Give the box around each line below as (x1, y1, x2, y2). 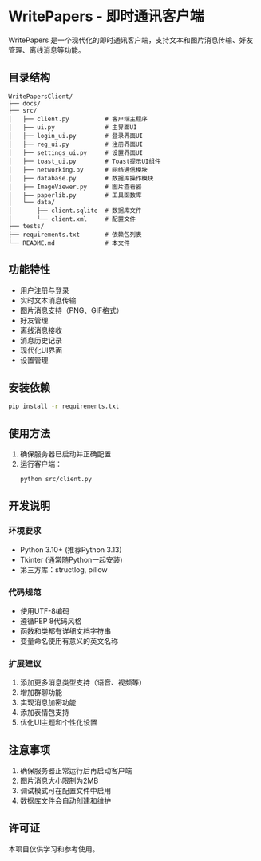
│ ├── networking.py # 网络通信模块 (8, 165, 148, 174)
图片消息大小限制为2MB (19, 776, 99, 786)
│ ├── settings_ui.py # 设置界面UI (8, 148, 144, 156)
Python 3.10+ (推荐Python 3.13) (19, 544, 122, 555)
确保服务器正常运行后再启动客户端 (19, 766, 132, 776)
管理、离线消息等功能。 (8, 45, 85, 54)
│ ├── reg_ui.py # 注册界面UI (8, 140, 144, 148)
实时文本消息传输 (19, 295, 77, 305)
